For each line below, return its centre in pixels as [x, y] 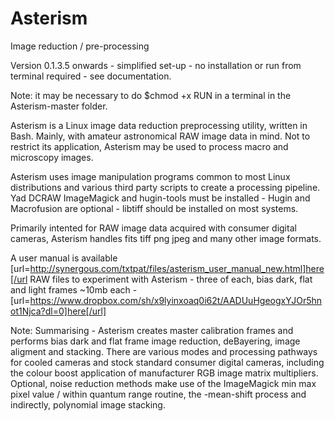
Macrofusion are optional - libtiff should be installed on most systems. [154, 208]
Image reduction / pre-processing [80, 46]
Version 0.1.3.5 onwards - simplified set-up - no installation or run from [156, 65]
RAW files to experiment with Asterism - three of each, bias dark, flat [171, 279]
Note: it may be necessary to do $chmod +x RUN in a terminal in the [151, 95]
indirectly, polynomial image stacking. [88, 404]
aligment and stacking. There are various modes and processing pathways [164, 351]
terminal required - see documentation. [91, 76]
